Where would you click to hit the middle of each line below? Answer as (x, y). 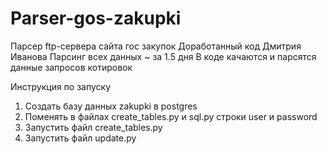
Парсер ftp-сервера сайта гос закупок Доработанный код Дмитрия (156, 46)
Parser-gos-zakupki (96, 18)
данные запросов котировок (71, 67)
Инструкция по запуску (61, 86)
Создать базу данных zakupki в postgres (111, 106)
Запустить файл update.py (80, 138)
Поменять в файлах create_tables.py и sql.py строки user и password (171, 116)
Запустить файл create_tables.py (93, 127)
